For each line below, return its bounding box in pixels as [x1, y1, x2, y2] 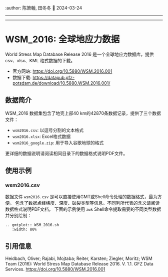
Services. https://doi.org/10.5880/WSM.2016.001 [5, 266, 105, 272]
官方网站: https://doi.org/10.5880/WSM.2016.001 [12, 68, 112, 74]
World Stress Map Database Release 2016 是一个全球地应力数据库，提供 [5, 51, 154, 57]
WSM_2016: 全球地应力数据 [5, 34, 120, 45]
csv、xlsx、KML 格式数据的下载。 [5, 57, 75, 63]
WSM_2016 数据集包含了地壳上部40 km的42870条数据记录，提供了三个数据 [5, 110, 161, 116]
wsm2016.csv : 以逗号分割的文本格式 [12, 127, 84, 133]
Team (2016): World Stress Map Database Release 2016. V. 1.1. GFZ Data [5, 261, 153, 267]
